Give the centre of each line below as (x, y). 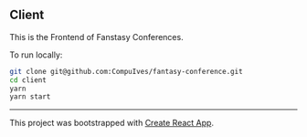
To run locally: (36, 55)
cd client (28, 80)
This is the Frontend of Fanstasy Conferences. (97, 37)
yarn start (30, 97)
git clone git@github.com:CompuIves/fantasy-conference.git (127, 71)
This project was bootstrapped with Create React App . (112, 123)
